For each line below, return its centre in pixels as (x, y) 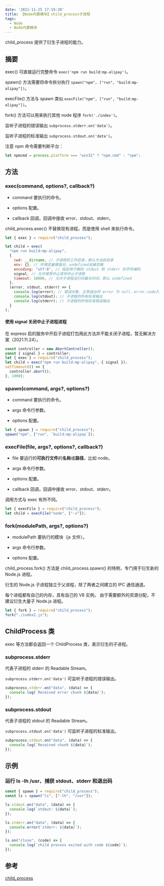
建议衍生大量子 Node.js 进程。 (35, 601)
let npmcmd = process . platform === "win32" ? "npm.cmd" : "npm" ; (73, 155)
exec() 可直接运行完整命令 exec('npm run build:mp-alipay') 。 (68, 72)
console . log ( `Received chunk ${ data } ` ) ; (51, 745)
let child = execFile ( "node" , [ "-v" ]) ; (46, 514)
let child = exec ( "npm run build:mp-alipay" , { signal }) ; (66, 362)
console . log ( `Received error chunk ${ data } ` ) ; (58, 692)
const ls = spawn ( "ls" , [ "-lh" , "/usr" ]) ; (49, 796)
